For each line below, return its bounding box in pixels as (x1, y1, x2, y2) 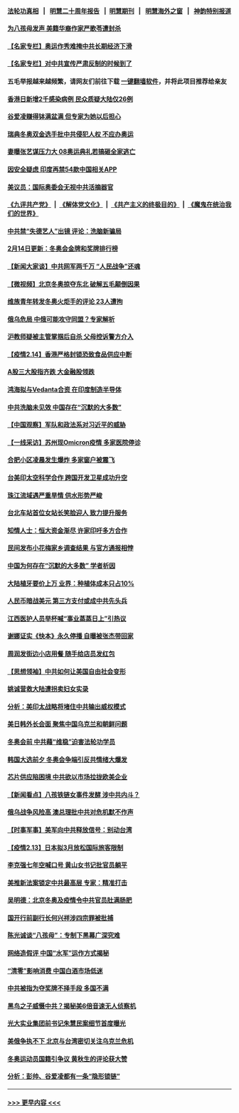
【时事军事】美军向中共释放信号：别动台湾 (7, 825, 132, 834)
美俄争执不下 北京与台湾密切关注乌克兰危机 (7, 1037, 134, 1045)
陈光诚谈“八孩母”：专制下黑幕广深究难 (7, 931, 121, 939)
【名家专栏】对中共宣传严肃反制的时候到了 (7, 59, 132, 68)
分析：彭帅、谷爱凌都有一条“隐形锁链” (7, 1072, 121, 1081)
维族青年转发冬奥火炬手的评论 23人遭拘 (7, 297, 123, 306)
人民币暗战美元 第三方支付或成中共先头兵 (7, 596, 128, 605)
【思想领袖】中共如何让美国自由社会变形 (7, 667, 126, 675)
